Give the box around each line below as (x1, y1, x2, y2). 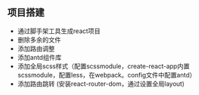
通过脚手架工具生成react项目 (17, 27, 101, 35)
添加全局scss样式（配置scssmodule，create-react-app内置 (17, 62, 190, 70)
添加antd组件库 (17, 53, 62, 61)
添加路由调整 (17, 44, 55, 53)
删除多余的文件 (17, 35, 61, 44)
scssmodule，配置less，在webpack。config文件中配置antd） (17, 70, 196, 79)
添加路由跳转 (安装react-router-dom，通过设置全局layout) (17, 80, 185, 88)
